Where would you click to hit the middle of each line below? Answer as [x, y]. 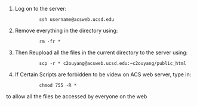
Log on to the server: [41, 9]
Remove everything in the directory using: [66, 30]
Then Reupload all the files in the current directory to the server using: [101, 52]
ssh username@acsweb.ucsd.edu [77, 20]
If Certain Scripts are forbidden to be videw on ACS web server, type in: [103, 74]
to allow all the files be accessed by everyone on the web [77, 96]
